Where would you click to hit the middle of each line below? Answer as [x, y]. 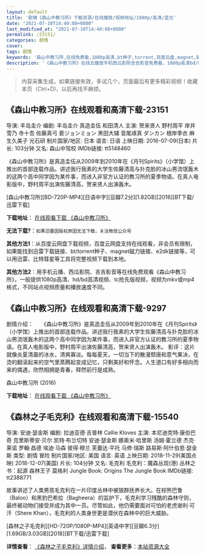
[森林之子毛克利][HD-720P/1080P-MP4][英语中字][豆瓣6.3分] [83, 526]
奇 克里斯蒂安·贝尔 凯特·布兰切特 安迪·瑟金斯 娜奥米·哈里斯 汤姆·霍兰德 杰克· [101, 440]
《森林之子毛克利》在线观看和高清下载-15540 [92, 417]
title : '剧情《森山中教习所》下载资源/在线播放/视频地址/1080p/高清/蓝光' [92, 18]
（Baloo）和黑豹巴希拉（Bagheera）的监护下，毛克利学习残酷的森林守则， [100, 497]
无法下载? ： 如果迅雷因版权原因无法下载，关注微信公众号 [69, 231]
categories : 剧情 [27, 40]
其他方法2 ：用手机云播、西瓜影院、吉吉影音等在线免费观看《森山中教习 [96, 272]
